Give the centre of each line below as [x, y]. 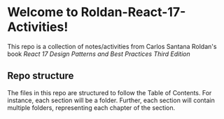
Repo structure [41, 76]
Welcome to [43, 12]
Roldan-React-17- [133, 12]
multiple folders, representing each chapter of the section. [91, 107]
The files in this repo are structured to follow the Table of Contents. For [110, 92]
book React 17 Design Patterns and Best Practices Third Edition [99, 54]
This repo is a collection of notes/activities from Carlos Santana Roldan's [112, 46]
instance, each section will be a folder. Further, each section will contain [111, 100]
